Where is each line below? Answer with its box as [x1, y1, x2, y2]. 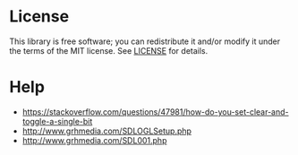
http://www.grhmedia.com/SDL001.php [21, 134, 167, 145]
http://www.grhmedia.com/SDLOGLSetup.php [21, 125, 192, 136]
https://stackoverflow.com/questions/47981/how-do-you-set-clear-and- [21, 106, 289, 117]
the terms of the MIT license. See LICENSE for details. [9, 45, 209, 56]
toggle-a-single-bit [21, 116, 93, 126]
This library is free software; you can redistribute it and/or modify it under [9, 36, 281, 47]
